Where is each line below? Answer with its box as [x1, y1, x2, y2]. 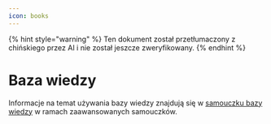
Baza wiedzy [8, 71, 97, 89]
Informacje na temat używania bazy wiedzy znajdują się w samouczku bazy [8, 98, 263, 108]
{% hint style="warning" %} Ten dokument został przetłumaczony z [8, 34, 236, 44]
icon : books [8, 11, 49, 20]
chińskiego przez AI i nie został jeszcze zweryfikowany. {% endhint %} [8, 42, 247, 53]
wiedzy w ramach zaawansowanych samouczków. [8, 106, 177, 116]
